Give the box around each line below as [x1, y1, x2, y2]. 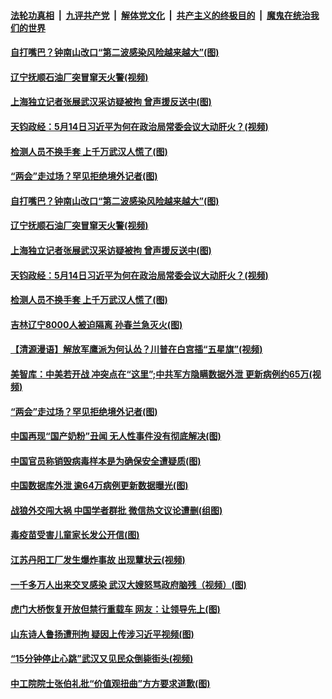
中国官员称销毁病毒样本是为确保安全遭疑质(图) [10, 455, 202, 467]
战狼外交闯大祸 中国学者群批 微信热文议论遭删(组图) [10, 504, 223, 516]
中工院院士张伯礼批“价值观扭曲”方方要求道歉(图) [10, 678, 211, 690]
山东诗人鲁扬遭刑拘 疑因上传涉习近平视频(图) [10, 628, 195, 640]
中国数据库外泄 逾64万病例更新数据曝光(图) [10, 480, 189, 492]
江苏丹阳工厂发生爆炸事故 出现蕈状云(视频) [10, 554, 186, 566]
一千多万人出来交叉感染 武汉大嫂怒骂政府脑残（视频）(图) [10, 578, 247, 590]
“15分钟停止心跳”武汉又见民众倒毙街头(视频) [10, 653, 194, 665]
